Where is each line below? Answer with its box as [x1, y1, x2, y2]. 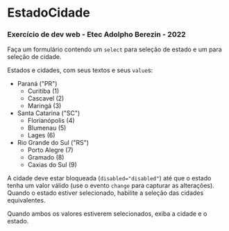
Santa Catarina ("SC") [17, 109, 80, 117]
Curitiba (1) [27, 87, 60, 95]
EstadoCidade [7, 5, 90, 21]
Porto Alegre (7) [27, 146, 74, 154]
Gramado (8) [27, 153, 65, 162]
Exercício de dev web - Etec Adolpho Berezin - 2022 [7, 30, 186, 40]
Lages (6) [27, 131, 56, 139]
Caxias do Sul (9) [27, 161, 78, 169]
